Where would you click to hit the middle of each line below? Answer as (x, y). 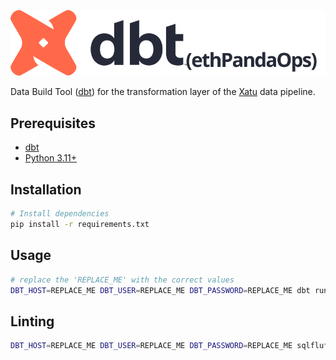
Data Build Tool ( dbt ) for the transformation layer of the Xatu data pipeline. (163, 92)
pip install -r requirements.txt (80, 224)
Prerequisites (53, 123)
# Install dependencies (60, 214)
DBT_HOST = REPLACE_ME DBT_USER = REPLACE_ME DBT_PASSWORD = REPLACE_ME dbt (160, 290)
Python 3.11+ (51, 158)
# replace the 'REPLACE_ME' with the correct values (122, 280)
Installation (46, 189)
